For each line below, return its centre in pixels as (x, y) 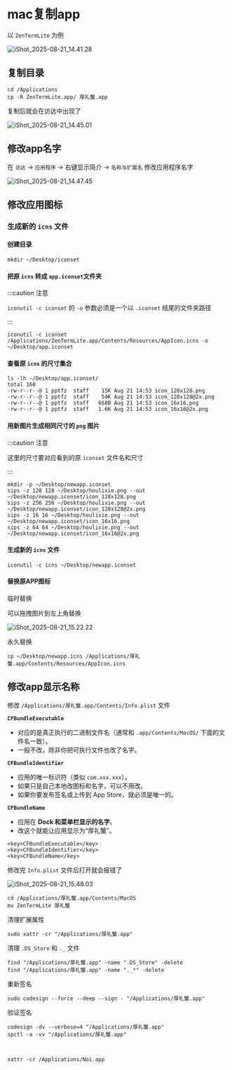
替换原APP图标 (29, 581)
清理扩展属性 (26, 919)
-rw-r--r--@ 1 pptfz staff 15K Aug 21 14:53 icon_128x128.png (106, 391)
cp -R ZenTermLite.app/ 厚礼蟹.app (57, 97)
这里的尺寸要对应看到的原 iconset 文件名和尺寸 (75, 457)
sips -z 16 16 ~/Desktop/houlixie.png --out (73, 515)
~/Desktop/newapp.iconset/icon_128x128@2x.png (76, 509)
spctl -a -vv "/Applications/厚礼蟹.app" (67, 1034)
